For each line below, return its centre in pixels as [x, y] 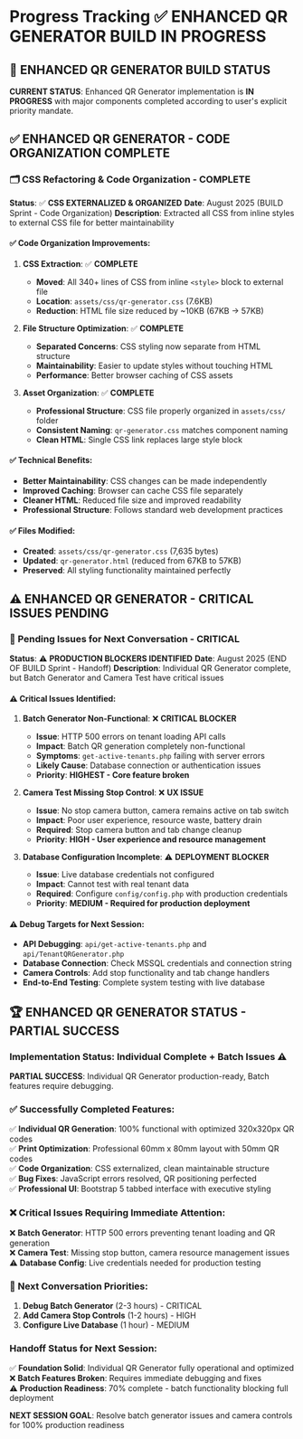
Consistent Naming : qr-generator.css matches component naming [162, 430]
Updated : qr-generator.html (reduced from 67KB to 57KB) [132, 561]
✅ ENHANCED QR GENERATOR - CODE [120, 139]
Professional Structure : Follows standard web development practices [152, 510]
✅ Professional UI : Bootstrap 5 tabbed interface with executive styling [140, 1189]
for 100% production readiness [67, 1425]
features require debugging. [62, 1086]
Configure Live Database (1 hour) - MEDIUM [106, 1325]
